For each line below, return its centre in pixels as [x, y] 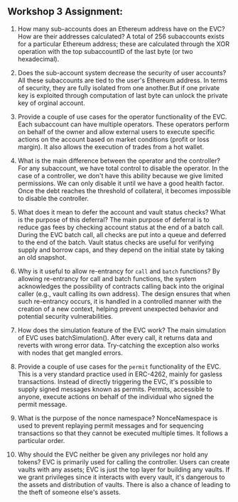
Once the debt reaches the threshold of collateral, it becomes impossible [124, 190]
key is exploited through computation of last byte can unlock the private [123, 95]
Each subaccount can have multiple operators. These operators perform [123, 124]
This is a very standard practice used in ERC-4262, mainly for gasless [120, 374]
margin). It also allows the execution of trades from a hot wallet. [111, 147]
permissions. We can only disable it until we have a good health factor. [121, 183]
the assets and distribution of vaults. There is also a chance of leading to [124, 484]
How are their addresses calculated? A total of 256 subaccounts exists [121, 36]
